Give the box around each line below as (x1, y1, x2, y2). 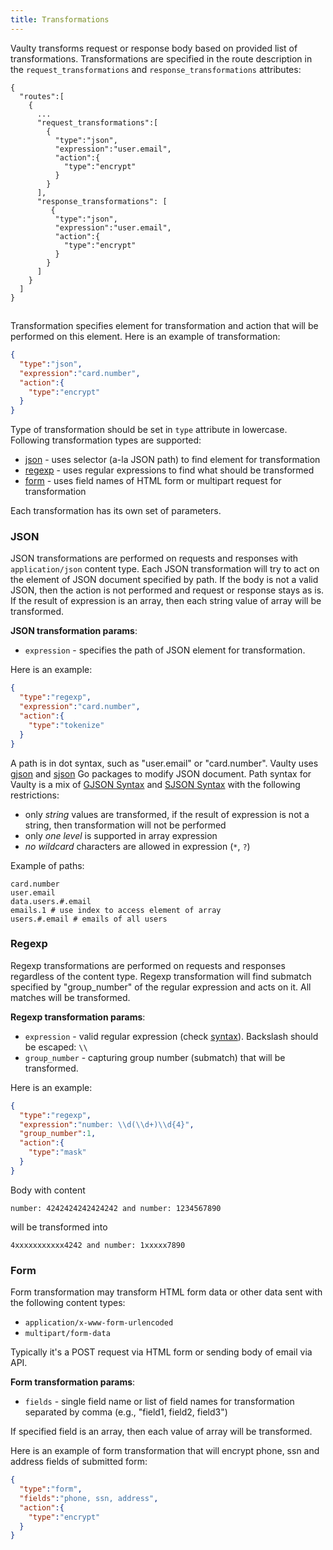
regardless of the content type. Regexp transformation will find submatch (10, 970, 312, 982)
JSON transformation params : (10, 625, 138, 637)
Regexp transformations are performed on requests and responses (10, 959, 286, 971)
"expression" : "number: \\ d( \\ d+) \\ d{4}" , (19, 1119, 195, 1130)
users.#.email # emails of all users (10, 914, 168, 924)
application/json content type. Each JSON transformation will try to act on (10, 563, 320, 575)
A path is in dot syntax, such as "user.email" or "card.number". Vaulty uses (10, 757, 319, 769)
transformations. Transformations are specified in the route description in (10, 52, 313, 65)
